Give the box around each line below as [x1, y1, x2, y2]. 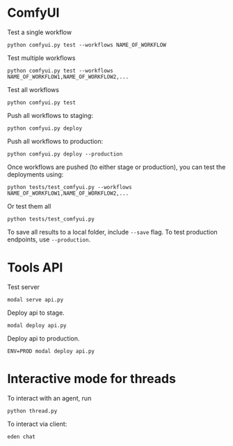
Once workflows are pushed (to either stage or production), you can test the [7, 163, 226, 171]
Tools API [7, 260, 63, 276]
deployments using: [7, 170, 64, 179]
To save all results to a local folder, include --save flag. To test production [7, 228, 218, 236]
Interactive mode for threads [7, 371, 176, 387]
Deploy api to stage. [7, 309, 65, 317]
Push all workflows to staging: [7, 111, 94, 119]
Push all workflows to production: [7, 137, 103, 145]
